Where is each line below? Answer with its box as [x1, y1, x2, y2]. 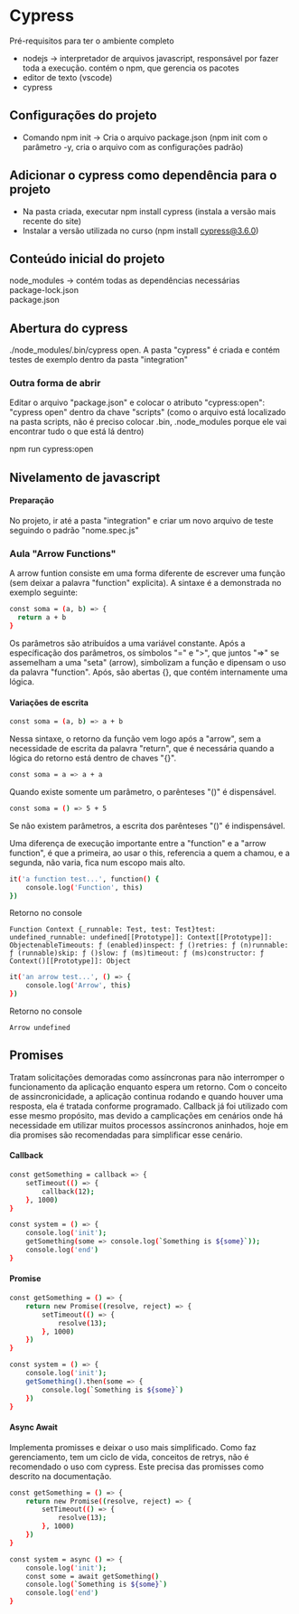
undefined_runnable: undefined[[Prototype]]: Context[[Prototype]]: [9, 933, 273, 942]
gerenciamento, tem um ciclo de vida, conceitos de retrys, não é [9, 1451, 249, 1462]
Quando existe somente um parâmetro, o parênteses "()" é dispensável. [9, 786, 277, 797]
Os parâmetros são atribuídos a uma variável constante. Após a [9, 638, 246, 648]
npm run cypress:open [9, 444, 94, 455]
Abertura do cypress [9, 320, 128, 335]
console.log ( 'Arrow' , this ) [25, 981, 131, 990]
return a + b [17, 613, 67, 622]
